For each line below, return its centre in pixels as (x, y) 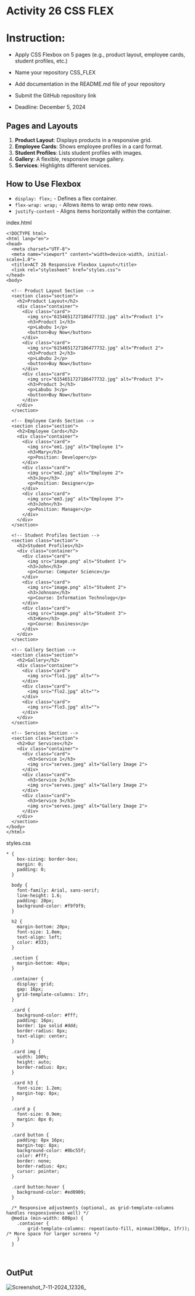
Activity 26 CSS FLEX (60, 11)
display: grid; (36, 984)
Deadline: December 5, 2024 (50, 107)
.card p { (23, 1109)
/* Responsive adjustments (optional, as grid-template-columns (93, 1208)
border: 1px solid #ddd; (48, 1025)
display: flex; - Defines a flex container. (66, 198)
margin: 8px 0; (36, 1119)
